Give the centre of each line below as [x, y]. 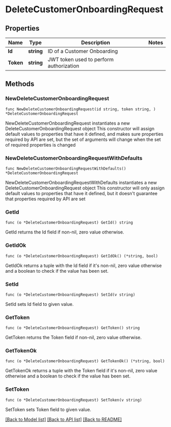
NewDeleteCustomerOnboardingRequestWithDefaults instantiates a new [81, 182]
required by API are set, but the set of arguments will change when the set [83, 139]
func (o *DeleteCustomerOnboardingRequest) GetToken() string [73, 328]
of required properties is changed [40, 145]
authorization [64, 66]
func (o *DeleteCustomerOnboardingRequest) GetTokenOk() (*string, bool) [85, 361]
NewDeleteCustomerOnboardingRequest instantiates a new [68, 123]
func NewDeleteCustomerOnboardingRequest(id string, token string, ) [81, 109]
